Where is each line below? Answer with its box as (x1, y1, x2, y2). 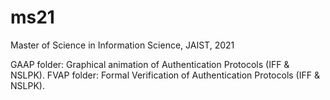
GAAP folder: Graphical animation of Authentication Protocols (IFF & (10, 58, 290, 70)
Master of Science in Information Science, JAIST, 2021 (10, 39, 235, 51)
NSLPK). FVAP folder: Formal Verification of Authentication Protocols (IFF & (10, 69, 320, 81)
